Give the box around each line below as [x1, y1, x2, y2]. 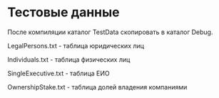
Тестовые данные [7, 4, 120, 21]
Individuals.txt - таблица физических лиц [7, 55, 131, 64]
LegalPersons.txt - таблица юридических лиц [7, 41, 145, 50]
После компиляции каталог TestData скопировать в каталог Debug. [7, 28, 213, 36]
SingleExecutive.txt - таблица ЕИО [7, 69, 110, 77]
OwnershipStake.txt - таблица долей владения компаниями [7, 82, 188, 91]
